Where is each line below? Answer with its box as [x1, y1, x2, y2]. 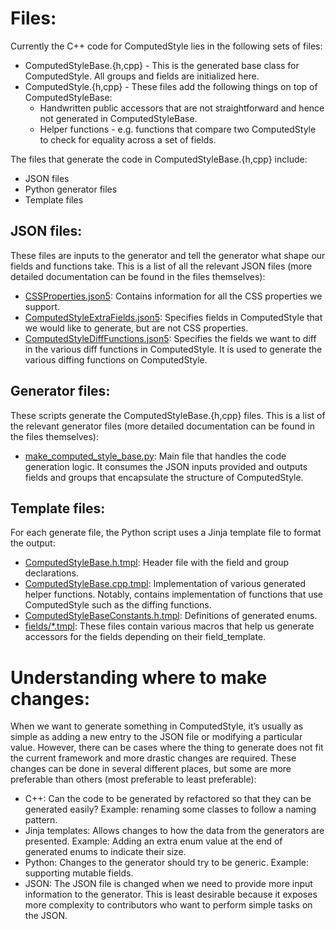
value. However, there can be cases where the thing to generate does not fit [10, 742, 324, 754]
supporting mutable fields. [24, 867, 134, 879]
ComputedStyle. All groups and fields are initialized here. [24, 70, 260, 82]
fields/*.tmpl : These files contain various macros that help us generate [24, 620, 315, 632]
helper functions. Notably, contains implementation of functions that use [24, 588, 324, 601]
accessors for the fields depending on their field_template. [24, 631, 267, 643]
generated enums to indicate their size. [24, 846, 187, 858]
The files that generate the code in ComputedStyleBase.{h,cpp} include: [10, 153, 308, 165]
